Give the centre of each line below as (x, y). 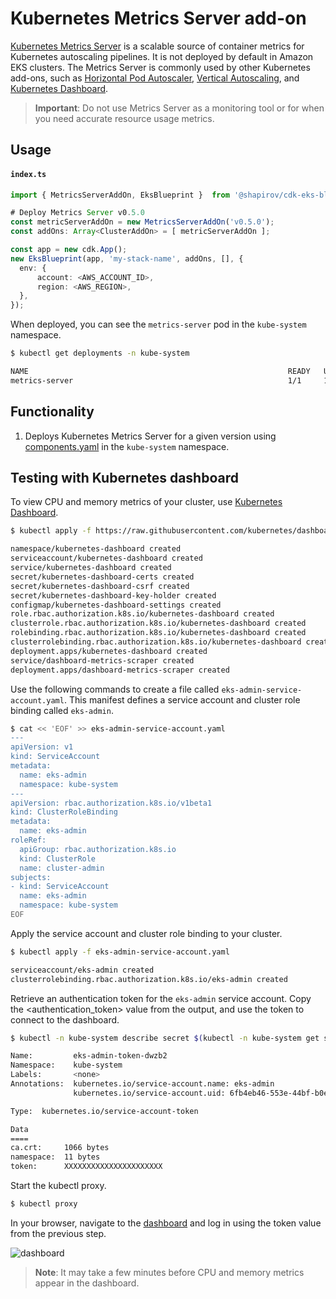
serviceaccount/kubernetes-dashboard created (106, 558)
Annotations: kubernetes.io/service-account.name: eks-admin (142, 1084)
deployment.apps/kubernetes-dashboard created (109, 651)
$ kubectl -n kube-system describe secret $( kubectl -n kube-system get (165, 1038)
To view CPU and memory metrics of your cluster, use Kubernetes (146, 502)
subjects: (31, 877)
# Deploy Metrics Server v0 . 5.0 (77, 213)
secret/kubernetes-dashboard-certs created (102, 577)
